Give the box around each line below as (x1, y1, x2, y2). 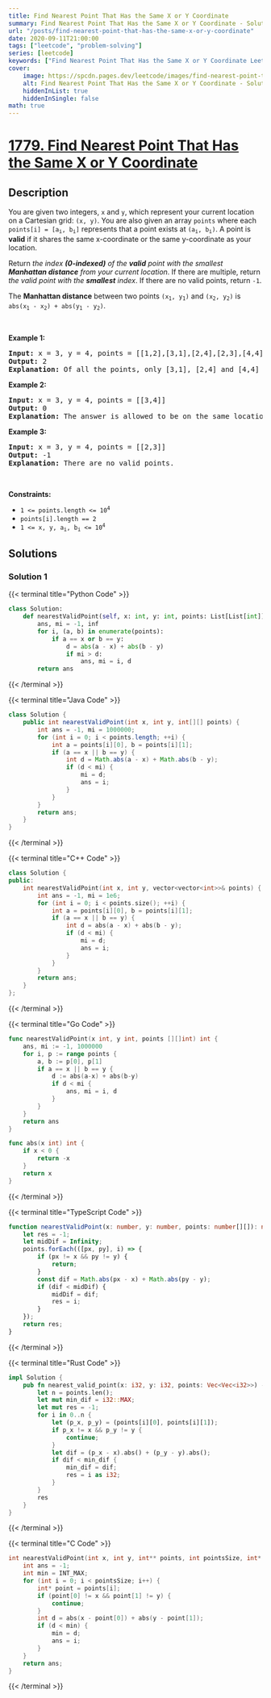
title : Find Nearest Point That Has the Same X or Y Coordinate (8, 11, 229, 20)
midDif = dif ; (51, 1290, 99, 1299)
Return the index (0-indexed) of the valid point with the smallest (8, 258, 223, 268)
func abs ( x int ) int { (8, 1139, 85, 1148)
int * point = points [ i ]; (37, 1584, 121, 1592)
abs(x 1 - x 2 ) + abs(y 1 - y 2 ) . (8, 300, 106, 311)
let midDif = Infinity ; (23, 1237, 103, 1246)
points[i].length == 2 (19, 515, 97, 524)
